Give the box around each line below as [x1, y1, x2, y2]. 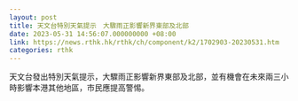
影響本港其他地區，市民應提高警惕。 [16, 82, 149, 93]
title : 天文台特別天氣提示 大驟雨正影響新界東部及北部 [9, 21, 189, 30]
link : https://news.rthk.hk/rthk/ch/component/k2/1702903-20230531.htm [9, 37, 279, 47]
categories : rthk [9, 46, 74, 55]
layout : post [9, 12, 58, 22]
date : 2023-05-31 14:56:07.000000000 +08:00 [9, 29, 176, 38]
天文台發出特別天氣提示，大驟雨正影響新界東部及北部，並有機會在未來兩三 [9, 72, 281, 82]
